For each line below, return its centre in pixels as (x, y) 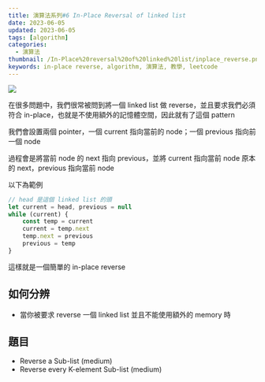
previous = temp (49, 243)
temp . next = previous (58, 236)
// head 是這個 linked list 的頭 (60, 199)
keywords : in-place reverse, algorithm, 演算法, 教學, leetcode (113, 67)
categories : (28, 45)
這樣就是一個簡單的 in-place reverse (67, 267)
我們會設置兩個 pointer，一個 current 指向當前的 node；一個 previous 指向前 (132, 132)
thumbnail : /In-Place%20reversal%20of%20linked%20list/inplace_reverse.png (135, 60)
